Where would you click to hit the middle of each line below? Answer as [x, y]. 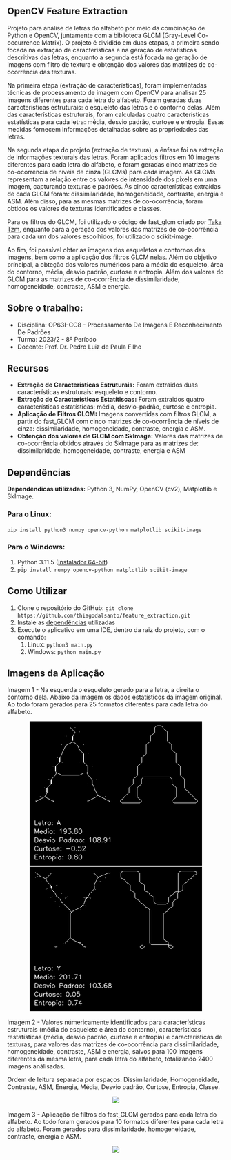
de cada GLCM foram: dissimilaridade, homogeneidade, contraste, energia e [115, 194]
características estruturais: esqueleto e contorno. [87, 392]
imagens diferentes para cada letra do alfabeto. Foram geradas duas [104, 100]
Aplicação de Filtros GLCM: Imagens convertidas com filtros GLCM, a [117, 414]
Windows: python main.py [64, 651]
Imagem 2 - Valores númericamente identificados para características [106, 1022]
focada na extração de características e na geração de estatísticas [102, 50]
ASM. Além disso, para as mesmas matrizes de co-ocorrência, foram [105, 201]
